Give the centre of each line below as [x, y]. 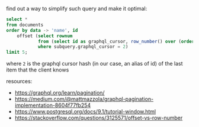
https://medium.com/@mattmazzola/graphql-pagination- [84, 99]
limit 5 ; [17, 53]
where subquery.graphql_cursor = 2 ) [83, 47]
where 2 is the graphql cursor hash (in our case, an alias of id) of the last [94, 64]
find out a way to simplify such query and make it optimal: [77, 9]
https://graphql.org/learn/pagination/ [60, 93]
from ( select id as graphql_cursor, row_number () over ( [110, 41]
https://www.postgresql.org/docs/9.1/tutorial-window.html [85, 112]
